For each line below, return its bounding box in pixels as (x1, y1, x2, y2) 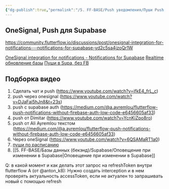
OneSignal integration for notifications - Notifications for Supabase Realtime (5, 55, 164, 61)
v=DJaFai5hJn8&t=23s (12, 99, 61, 105)
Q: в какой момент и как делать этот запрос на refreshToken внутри (5, 162, 152, 168)
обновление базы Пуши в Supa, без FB (5, 60, 89, 66)
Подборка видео (5, 74, 61, 83)
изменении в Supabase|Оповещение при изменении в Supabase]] (12, 153, 155, 159)
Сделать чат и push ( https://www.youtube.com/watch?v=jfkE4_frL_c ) (12, 88, 158, 94)
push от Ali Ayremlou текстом (12, 120, 75, 126)
